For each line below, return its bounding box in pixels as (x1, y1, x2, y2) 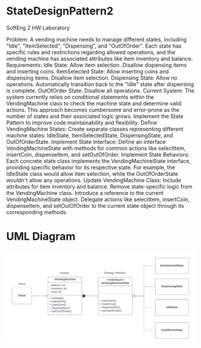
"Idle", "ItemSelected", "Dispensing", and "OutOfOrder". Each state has (6, 42, 182, 49)
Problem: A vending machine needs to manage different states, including (6, 36, 187, 43)
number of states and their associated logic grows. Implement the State (6, 113, 184, 120)
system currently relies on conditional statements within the (6, 93, 155, 101)
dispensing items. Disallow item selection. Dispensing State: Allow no (6, 74, 178, 81)
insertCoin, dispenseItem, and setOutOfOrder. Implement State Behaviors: (6, 151, 190, 158)
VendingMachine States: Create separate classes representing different (6, 125, 184, 132)
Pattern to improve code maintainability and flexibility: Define (6, 119, 158, 126)
